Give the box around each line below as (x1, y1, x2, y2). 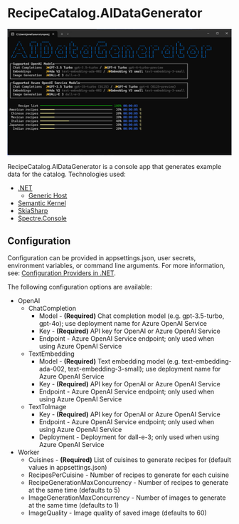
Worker (17, 448, 40, 457)
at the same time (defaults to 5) (28, 486, 121, 495)
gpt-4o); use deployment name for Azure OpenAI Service (38, 319, 208, 328)
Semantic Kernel (17, 199, 66, 207)
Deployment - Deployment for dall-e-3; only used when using (38, 433, 220, 441)
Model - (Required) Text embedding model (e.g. (38, 357, 181, 366)
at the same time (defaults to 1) (28, 501, 119, 510)
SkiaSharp (17, 207, 48, 215)
